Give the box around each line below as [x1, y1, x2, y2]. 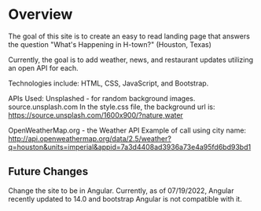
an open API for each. [8, 63, 79, 72]
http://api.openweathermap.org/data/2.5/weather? [8, 133, 171, 143]
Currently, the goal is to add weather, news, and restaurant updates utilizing [8, 55, 254, 64]
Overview [8, 5, 73, 24]
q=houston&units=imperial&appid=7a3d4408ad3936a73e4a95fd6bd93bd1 [8, 142, 252, 151]
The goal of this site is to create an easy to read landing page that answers [8, 31, 250, 41]
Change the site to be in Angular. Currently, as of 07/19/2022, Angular [8, 186, 234, 195]
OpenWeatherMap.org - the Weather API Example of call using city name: [8, 126, 246, 135]
